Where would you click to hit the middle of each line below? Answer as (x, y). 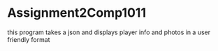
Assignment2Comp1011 (77, 13)
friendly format (29, 39)
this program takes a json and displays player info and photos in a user (109, 32)
